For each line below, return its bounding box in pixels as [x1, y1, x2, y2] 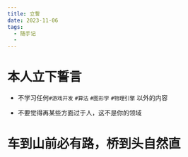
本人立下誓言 [7, 69, 83, 85]
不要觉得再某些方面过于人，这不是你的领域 [17, 108, 142, 117]
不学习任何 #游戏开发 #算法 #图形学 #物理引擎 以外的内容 [17, 94, 168, 102]
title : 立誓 [7, 10, 40, 18]
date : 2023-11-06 [7, 17, 59, 24]
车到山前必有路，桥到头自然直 [7, 136, 182, 152]
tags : [7, 23, 23, 30]
